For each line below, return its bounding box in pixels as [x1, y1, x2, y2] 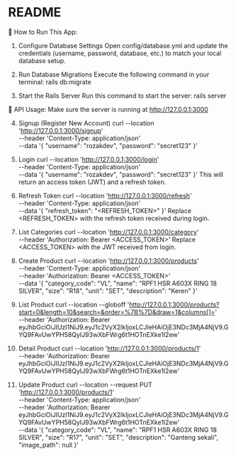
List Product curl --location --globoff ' [18, 300, 130, 309]
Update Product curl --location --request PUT [18, 380, 153, 389]
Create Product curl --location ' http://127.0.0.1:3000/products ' [18, 256, 199, 265]
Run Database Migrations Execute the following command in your [18, 70, 210, 79]
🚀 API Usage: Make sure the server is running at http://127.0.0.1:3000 [8, 105, 208, 113]
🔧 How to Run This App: [8, 28, 78, 36]
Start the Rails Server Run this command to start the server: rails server [18, 91, 227, 100]
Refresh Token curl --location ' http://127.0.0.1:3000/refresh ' [18, 191, 192, 200]
